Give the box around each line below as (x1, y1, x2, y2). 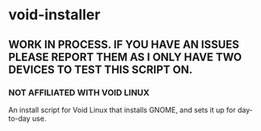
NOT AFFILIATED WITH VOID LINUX (8, 87, 150, 98)
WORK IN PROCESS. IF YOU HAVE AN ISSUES (8, 38, 240, 51)
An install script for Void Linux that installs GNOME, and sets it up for (8, 104, 236, 114)
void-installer (8, 6, 101, 24)
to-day (8, 113, 31, 123)
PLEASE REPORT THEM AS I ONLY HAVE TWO (8, 50, 242, 63)
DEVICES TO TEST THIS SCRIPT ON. (8, 63, 193, 76)
